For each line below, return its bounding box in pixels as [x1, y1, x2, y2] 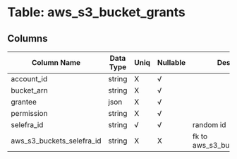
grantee [11, 97, 37, 107]
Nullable [157, 58, 186, 67]
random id [193, 120, 226, 129]
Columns [7, 33, 48, 45]
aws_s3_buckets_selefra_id [11, 136, 102, 146]
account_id [11, 74, 48, 83]
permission [11, 109, 48, 118]
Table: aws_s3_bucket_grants [7, 4, 186, 20]
